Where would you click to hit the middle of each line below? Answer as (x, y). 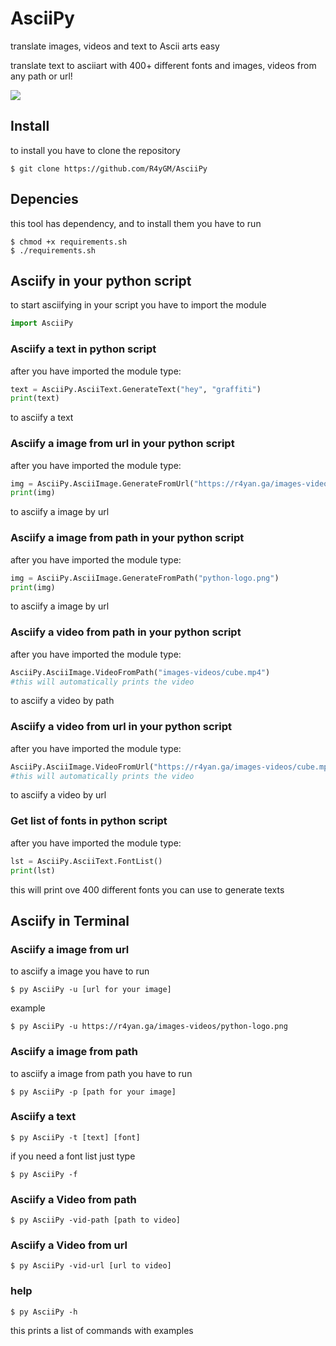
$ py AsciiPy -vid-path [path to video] (96, 1220)
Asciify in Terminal (70, 920)
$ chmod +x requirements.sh (69, 242)
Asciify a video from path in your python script (126, 632)
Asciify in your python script (101, 280)
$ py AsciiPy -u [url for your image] (91, 990)
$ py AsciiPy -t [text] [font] (75, 1137)
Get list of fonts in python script (89, 821)
